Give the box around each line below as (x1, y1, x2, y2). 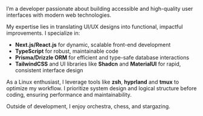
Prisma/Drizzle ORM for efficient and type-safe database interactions (14, 54, 189, 61)
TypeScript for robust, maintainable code (14, 47, 119, 55)
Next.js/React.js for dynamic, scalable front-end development (14, 41, 171, 48)
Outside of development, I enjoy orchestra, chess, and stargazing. (6, 103, 170, 110)
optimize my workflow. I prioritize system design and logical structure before (6, 85, 197, 92)
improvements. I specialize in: (6, 29, 80, 37)
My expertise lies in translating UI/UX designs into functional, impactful (6, 23, 183, 30)
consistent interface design (14, 67, 83, 74)
